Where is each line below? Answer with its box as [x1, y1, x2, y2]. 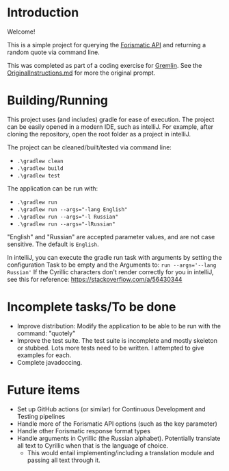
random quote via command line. [7, 48, 100, 56]
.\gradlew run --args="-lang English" [16, 206, 128, 213]
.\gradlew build [16, 165, 64, 172]
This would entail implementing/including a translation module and [27, 448, 215, 457]
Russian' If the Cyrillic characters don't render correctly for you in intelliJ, [7, 267, 214, 276]
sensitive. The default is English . [7, 240, 99, 248]
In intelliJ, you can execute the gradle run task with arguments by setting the [7, 253, 222, 261]
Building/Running [7, 93, 108, 108]
